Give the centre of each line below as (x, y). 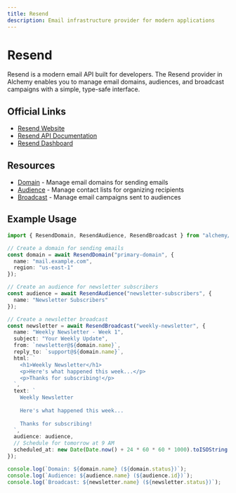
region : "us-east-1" (44, 268)
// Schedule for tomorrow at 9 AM (64, 443)
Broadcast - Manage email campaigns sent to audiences (99, 197)
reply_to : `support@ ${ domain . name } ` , (69, 352)
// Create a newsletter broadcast (58, 319)
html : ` (25, 358)
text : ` (25, 391)
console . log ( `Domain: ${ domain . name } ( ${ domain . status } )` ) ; (97, 469)
